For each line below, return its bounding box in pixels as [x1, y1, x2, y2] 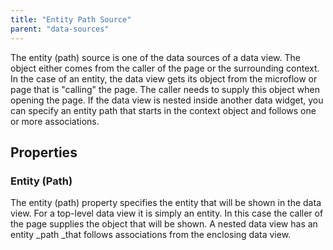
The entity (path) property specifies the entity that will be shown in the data [10, 197, 322, 209]
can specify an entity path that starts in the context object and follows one [10, 104, 317, 116]
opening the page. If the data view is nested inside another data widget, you [10, 94, 324, 106]
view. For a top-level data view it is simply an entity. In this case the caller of [10, 207, 324, 220]
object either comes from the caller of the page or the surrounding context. [10, 62, 320, 74]
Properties [10, 144, 78, 161]
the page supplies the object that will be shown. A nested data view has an [10, 218, 318, 230]
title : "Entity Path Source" [10, 14, 132, 25]
